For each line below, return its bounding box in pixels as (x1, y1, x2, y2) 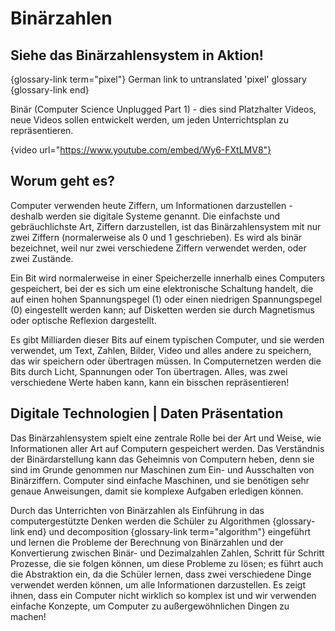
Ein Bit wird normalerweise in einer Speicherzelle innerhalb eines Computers (10, 272, 326, 284)
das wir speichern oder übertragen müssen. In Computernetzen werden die (10, 355, 322, 367)
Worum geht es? (10, 173, 115, 190)
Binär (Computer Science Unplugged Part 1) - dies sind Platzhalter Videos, (10, 103, 317, 115)
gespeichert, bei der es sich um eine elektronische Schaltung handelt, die (10, 282, 314, 294)
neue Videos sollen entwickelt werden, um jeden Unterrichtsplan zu (10, 114, 290, 126)
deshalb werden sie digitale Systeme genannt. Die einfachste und (10, 210, 281, 222)
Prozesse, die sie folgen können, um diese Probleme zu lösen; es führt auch (10, 557, 324, 569)
